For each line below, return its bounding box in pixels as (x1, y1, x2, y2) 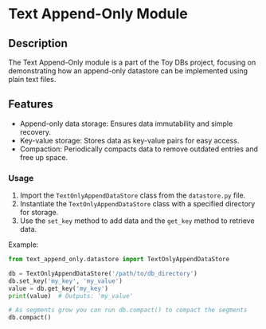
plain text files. (8, 75, 57, 84)
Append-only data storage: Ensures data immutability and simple (19, 119, 233, 128)
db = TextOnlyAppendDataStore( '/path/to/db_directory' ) (8, 269, 198, 277)
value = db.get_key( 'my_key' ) (8, 284, 109, 292)
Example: (8, 240, 39, 249)
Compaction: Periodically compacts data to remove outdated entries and (19, 144, 259, 154)
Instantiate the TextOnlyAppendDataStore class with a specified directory (19, 199, 256, 209)
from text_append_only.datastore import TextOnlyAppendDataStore (8, 256, 229, 264)
